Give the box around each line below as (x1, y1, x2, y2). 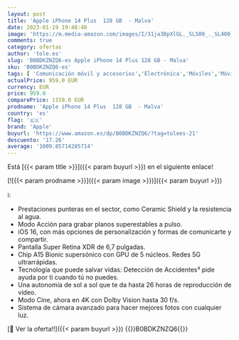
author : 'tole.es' (7, 51, 62, 58)
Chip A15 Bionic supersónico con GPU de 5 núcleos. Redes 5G (17, 250, 201, 259)
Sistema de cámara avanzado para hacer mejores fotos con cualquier (17, 304, 222, 312)
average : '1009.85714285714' (7, 143, 94, 150)
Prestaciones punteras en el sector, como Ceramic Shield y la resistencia (17, 205, 232, 214)
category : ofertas (7, 43, 62, 51)
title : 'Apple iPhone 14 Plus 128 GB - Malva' (7, 17, 154, 24)
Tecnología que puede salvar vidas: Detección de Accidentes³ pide (17, 265, 215, 274)
